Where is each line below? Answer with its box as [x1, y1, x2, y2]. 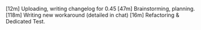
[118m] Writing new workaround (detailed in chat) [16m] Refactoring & [5, 11, 180, 19]
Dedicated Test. [5, 18, 46, 25]
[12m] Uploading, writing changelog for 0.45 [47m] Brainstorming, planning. [5, 5, 196, 12]
